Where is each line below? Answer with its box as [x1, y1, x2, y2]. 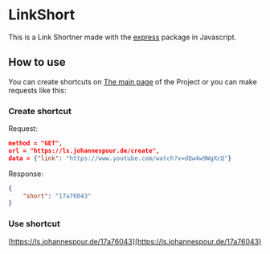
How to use [8, 55, 66, 69]
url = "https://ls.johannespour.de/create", [8, 146, 160, 154]
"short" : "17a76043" [22, 191, 92, 200]
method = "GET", [8, 139, 63, 148]
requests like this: [8, 85, 67, 95]
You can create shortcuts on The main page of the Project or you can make [8, 76, 257, 86]
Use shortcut [8, 219, 60, 230]
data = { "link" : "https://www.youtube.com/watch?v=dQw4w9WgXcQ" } [8, 154, 231, 162]
